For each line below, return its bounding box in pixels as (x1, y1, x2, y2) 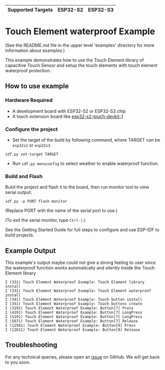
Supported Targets (7, 6, 53, 13)
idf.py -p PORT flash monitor (5, 199, 68, 204)
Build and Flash (5, 173, 43, 180)
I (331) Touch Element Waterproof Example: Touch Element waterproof (5, 288, 152, 294)
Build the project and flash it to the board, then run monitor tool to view (5, 184, 149, 190)
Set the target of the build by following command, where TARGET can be (12, 137, 161, 143)
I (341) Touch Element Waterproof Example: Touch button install (5, 297, 142, 302)
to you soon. (5, 359, 31, 365)
